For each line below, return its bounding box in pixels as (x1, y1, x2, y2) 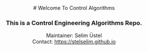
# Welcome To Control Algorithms (33, 5, 115, 11)
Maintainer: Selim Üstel (46, 32, 102, 39)
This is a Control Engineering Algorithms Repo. (5, 19, 143, 27)
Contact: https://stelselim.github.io (32, 38, 116, 45)
